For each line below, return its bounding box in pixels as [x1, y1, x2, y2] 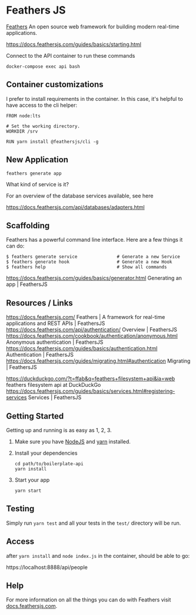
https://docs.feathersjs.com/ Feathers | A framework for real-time [6, 314, 165, 321]
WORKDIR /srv [6, 128, 38, 134]
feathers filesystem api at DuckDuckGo [6, 382, 101, 389]
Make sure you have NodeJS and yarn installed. [14, 438, 131, 445]
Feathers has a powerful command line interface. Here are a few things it [6, 236, 183, 244]
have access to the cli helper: [6, 101, 78, 108]
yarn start [14, 488, 42, 494]
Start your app [14, 476, 50, 484]
